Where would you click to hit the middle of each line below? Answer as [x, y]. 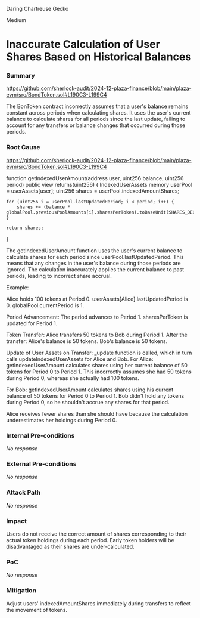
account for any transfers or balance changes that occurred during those [96, 125]
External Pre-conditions [41, 464]
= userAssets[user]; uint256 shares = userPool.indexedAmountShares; [93, 191]
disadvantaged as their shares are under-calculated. [70, 546]
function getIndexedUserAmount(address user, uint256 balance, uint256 [95, 178]
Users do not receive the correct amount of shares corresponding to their [96, 534]
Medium [16, 20]
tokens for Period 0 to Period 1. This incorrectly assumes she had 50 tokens [99, 372]
